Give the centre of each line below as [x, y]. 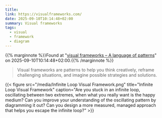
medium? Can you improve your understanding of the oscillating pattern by [81, 100]
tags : [11, 28]
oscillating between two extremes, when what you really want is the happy [80, 95]
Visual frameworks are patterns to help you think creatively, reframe [86, 70]
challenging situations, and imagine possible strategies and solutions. [87, 75]
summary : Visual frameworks [34, 23]
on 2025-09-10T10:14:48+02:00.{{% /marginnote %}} [59, 60]
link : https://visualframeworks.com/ [44, 14]
